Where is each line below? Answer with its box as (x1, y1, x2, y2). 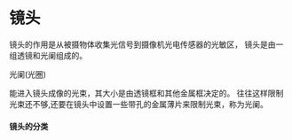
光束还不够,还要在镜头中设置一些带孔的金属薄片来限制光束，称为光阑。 (9, 98, 269, 109)
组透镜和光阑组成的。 (9, 50, 87, 60)
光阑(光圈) (9, 68, 47, 80)
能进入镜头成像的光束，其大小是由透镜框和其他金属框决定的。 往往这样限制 (9, 88, 284, 98)
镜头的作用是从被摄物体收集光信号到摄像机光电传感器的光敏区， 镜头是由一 (9, 39, 284, 50)
